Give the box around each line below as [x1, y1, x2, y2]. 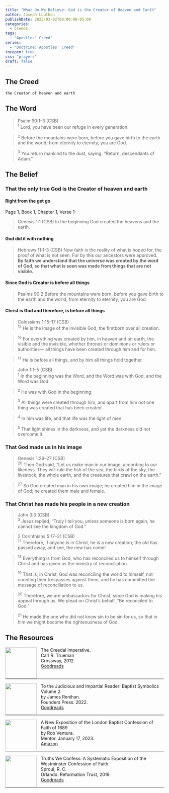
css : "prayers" [5, 54, 37, 59]
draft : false [5, 59, 33, 64]
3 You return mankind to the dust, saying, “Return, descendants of [17, 149, 154, 156]
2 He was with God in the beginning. [17, 388, 93, 395]
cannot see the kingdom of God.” [17, 523, 87, 530]
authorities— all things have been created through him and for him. [17, 346, 156, 353]
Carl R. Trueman [41, 652, 74, 658]
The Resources [5, 634, 54, 642]
